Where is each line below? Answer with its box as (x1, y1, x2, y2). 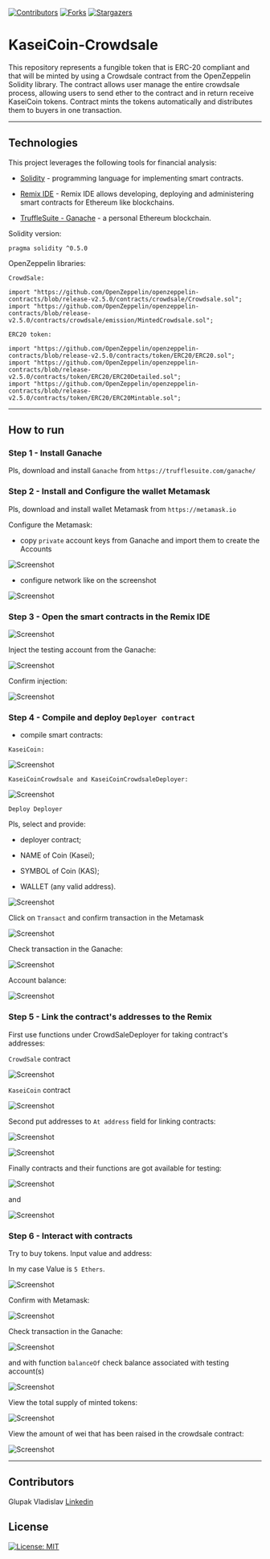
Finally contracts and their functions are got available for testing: (8, 1163, 223, 1173)
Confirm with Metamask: (8, 1295, 90, 1305)
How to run (8, 423, 65, 437)
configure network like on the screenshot (19, 575, 157, 584)
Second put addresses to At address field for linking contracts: (8, 1116, 216, 1126)
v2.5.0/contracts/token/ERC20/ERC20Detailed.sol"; (8, 372, 182, 380)
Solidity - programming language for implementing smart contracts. (19, 173, 243, 183)
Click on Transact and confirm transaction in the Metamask (8, 913, 204, 923)
